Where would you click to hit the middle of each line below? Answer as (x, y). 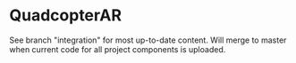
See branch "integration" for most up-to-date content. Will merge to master (148, 40)
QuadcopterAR (66, 16)
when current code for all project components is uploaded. (118, 49)
